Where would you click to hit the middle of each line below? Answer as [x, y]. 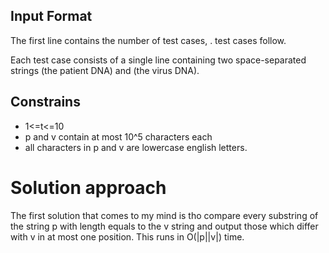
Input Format [51, 16]
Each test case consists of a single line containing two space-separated [158, 60]
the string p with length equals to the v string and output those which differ [164, 226]
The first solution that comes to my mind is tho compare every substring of [164, 215]
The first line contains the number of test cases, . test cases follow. [148, 40]
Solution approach [88, 187]
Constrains [45, 102]
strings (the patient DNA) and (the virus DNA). [105, 70]
